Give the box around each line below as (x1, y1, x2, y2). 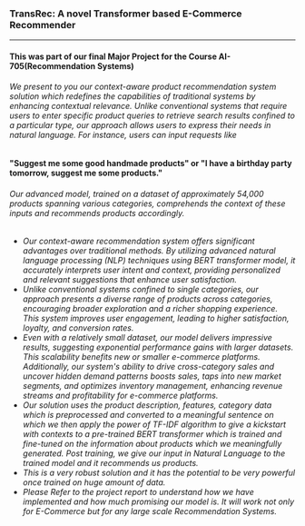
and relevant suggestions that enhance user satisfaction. (22, 274, 238, 285)
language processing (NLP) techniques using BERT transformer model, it (22, 255, 296, 266)
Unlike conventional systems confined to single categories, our (22, 284, 259, 295)
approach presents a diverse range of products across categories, (22, 293, 273, 304)
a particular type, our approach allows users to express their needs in (9, 120, 271, 131)
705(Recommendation (9, 60, 96, 71)
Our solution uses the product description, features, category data (22, 400, 272, 411)
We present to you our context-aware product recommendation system (9, 81, 277, 93)
